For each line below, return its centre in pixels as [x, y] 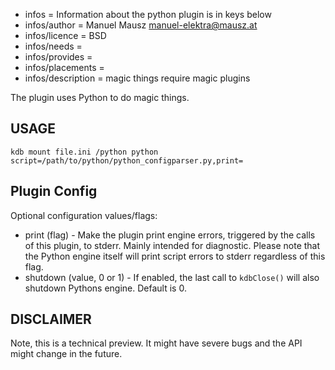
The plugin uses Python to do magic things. [100, 97]
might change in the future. [66, 354]
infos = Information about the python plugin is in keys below [148, 14]
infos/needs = [53, 46]
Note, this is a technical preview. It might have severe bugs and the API [156, 343]
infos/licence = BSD [65, 35]
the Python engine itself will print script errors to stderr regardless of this [175, 256]
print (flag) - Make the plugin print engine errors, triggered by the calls [170, 235]
